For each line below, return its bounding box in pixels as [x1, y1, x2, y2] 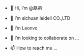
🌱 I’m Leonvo [10, 25, 38, 31]
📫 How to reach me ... [10, 45, 58, 51]
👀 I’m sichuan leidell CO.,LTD [10, 15, 71, 21]
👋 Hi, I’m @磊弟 [10, 5, 42, 11]
